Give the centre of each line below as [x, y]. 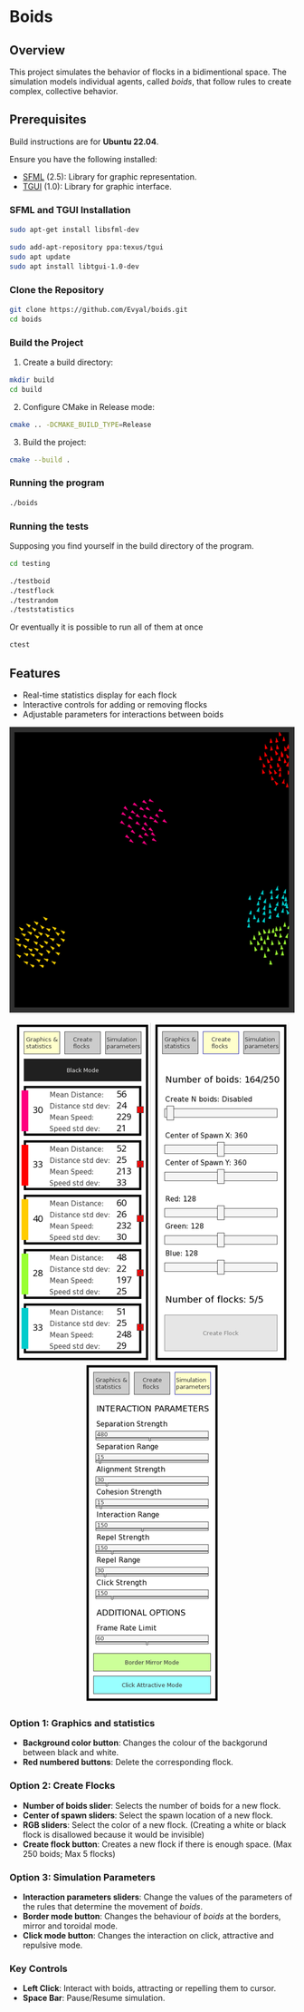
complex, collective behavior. [64, 91]
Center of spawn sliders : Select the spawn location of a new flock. [147, 1815]
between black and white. [71, 1753]
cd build [26, 389]
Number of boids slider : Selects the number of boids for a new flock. [152, 1805]
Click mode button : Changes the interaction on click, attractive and [148, 1935]
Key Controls [38, 1968]
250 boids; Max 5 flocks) [69, 1853]
